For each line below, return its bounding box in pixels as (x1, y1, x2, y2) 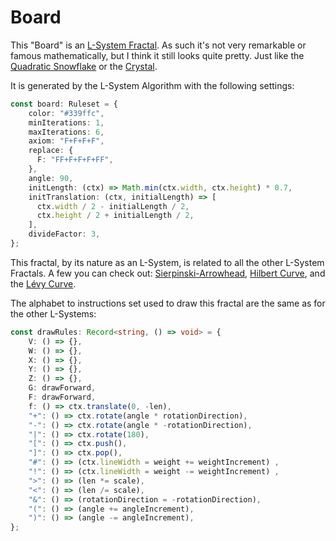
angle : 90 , (28, 173, 74, 183)
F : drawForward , (28, 392, 97, 403)
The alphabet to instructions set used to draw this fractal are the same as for (10, 297, 326, 309)
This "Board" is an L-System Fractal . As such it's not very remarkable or (10, 39, 307, 51)
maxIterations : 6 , (28, 127, 105, 137)
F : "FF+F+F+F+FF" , (36, 155, 114, 165)
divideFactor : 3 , (28, 229, 101, 240)
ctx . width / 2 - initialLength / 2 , (36, 201, 190, 211)
